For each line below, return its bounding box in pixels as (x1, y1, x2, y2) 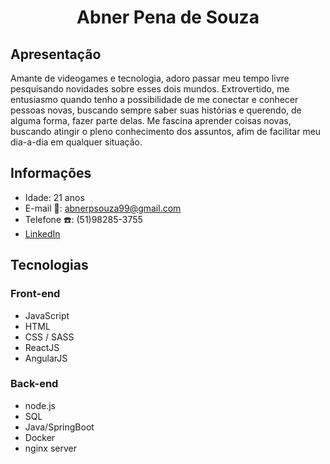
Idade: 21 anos (24, 191, 85, 203)
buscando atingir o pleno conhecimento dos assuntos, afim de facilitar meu (10, 126, 322, 137)
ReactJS (24, 341, 60, 353)
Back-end (10, 377, 59, 391)
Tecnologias (10, 257, 89, 274)
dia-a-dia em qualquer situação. (10, 136, 143, 148)
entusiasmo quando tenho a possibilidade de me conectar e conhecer (10, 94, 299, 105)
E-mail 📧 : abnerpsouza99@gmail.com (24, 202, 182, 214)
